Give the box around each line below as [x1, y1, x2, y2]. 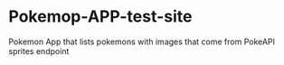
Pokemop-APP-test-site [8, 6, 193, 27]
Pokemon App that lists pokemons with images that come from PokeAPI [8, 36, 276, 47]
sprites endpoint [8, 45, 70, 56]
